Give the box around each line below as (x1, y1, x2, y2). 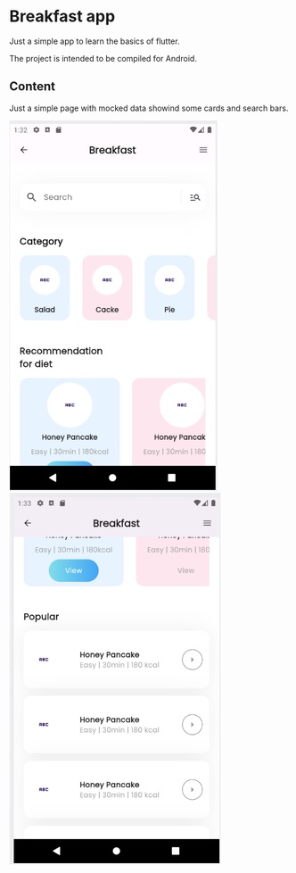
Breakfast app (9, 6, 116, 27)
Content (9, 79, 56, 95)
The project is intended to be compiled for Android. (9, 53, 198, 63)
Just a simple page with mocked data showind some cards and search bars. (9, 103, 289, 113)
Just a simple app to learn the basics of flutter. (9, 36, 180, 46)
